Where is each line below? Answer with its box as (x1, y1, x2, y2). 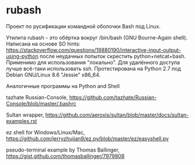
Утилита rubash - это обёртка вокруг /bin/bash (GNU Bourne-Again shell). (6, 34, 188, 41)
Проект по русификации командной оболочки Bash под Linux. (6, 23, 161, 30)
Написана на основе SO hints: (6, 40, 81, 47)
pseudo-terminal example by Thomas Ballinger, (6, 146, 120, 153)
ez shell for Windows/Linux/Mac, (6, 129, 85, 136)
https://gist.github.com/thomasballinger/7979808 (6, 152, 125, 159)
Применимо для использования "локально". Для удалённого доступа (6, 59, 180, 66)
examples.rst (6, 117, 37, 124)
